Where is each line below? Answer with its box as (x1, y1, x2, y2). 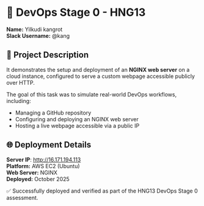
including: (6, 97, 32, 104)
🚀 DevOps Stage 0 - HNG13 (6, 5, 146, 20)
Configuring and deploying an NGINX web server (15, 115, 139, 123)
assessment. (6, 194, 38, 201)
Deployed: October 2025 (6, 175, 70, 182)
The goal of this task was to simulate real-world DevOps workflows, (6, 91, 177, 98)
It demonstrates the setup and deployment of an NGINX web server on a (6, 66, 190, 73)
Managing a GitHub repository (15, 109, 92, 116)
